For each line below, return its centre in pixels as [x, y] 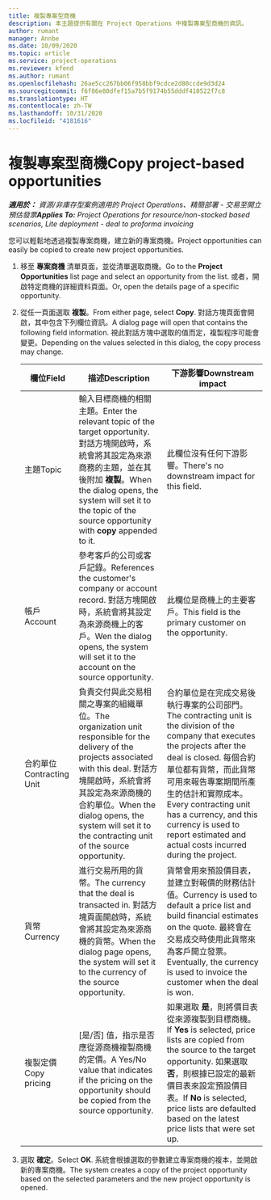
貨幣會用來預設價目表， [211, 870]
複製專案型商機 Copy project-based [126, 164]
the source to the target [211, 1050]
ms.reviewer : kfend [41, 69]
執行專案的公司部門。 [207, 705]
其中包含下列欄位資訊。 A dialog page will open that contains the [141, 322]
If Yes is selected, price [211, 1029]
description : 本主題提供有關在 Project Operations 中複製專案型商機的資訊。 [128, 23]
